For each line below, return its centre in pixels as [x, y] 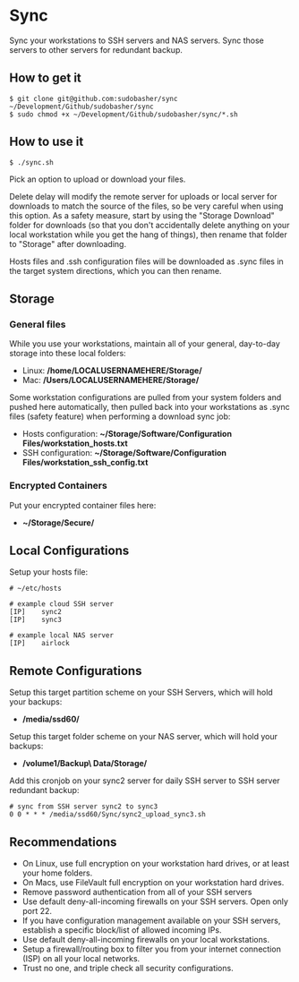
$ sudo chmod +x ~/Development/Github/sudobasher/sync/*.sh [124, 114]
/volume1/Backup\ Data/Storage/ [85, 764]
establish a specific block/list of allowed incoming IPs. [122, 930]
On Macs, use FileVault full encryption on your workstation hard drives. [153, 882]
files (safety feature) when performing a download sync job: [120, 416]
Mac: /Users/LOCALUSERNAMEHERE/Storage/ [111, 380]
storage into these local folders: [68, 354]
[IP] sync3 [36, 620]
